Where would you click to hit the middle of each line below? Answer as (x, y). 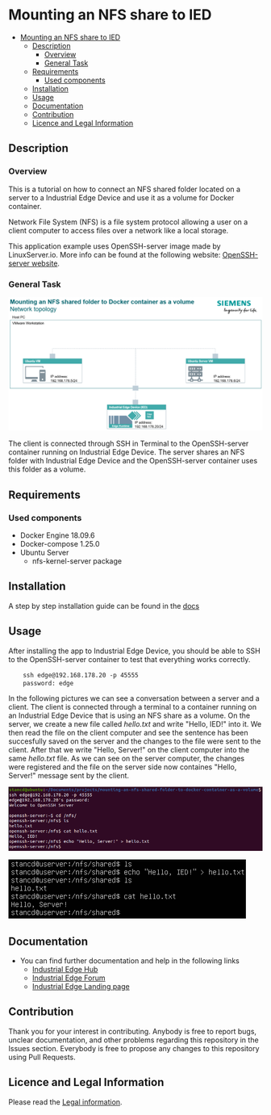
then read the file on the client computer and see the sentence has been (128, 732)
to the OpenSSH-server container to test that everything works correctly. (129, 659)
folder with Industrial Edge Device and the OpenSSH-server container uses (133, 461)
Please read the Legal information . (65, 1102)
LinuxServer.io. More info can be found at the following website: (115, 254)
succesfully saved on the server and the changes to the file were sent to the (135, 741)
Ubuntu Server (44, 552)
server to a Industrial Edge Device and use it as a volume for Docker (121, 197)
